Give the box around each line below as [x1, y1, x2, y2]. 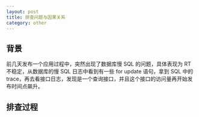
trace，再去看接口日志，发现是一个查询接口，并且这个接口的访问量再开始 [6, 75, 188, 82]
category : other [6, 20, 47, 26]
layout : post [6, 8, 39, 15]
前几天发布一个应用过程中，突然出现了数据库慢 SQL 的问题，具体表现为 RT [6, 60, 191, 67]
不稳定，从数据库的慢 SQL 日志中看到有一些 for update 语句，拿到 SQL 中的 [6, 68, 194, 75]
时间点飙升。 [11, 83, 43, 90]
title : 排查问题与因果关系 [6, 14, 66, 20]
